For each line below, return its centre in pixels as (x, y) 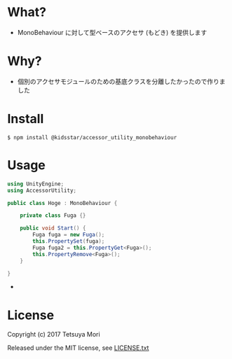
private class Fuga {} (53, 216)
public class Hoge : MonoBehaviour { (62, 203)
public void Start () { (53, 228)
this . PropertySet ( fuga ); (69, 241)
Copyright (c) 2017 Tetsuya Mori (54, 335)
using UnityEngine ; (36, 184)
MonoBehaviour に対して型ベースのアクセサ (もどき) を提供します (112, 32)
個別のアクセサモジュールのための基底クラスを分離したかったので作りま (121, 81)
